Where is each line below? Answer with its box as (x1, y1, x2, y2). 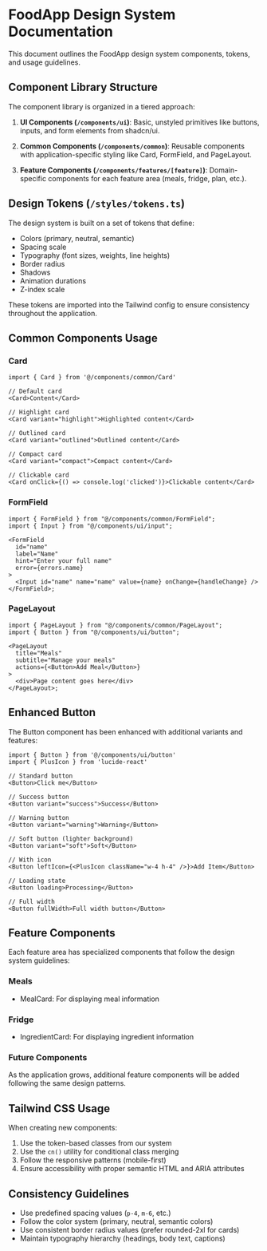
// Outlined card (8, 430, 66, 437)
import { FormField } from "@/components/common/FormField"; (8, 515, 216, 523)
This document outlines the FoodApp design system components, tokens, (8, 49, 251, 58)
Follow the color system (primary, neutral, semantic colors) (19, 1216, 214, 1226)
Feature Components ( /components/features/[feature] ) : (19, 165, 208, 175)
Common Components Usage (8, 331, 158, 345)
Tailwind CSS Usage (8, 1102, 110, 1115)
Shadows (19, 267, 51, 277)
